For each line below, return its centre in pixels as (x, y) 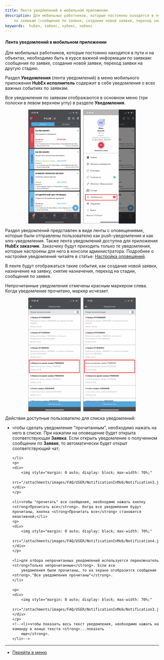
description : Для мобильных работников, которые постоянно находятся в (79, 15)
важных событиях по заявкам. (37, 88)
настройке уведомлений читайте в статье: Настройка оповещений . (76, 256)
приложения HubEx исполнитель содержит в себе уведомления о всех (80, 83)
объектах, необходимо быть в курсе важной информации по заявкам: (79, 58)
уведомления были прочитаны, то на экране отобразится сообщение (89, 570)
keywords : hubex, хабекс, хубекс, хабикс (49, 26)
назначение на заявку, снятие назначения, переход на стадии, (71, 271)
